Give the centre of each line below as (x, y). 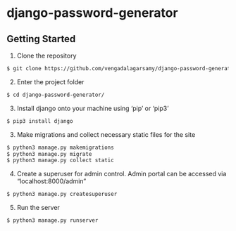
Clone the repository (46, 55)
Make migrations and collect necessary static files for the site (106, 134)
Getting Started (41, 39)
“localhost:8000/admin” (51, 181)
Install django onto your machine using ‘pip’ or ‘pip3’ (93, 108)
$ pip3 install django (40, 121)
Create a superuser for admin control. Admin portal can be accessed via (122, 174)
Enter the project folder (50, 81)
